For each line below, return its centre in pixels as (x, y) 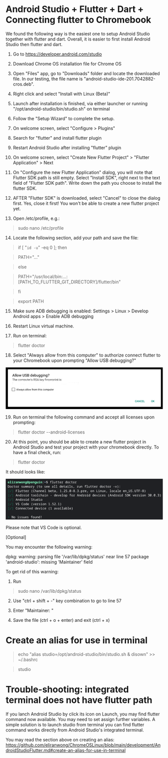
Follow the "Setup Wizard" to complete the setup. (64, 118)
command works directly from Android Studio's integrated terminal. (75, 730)
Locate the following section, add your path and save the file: (76, 238)
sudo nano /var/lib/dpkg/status (50, 591)
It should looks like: (25, 472)
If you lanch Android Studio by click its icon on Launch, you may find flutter (83, 714)
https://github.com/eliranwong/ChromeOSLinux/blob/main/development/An (83, 745)
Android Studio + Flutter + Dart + (75, 9)
